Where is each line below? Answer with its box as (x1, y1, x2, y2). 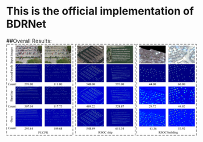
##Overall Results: (6, 37, 53, 44)
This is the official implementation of (6, 4, 195, 18)
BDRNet (6, 17, 47, 31)
